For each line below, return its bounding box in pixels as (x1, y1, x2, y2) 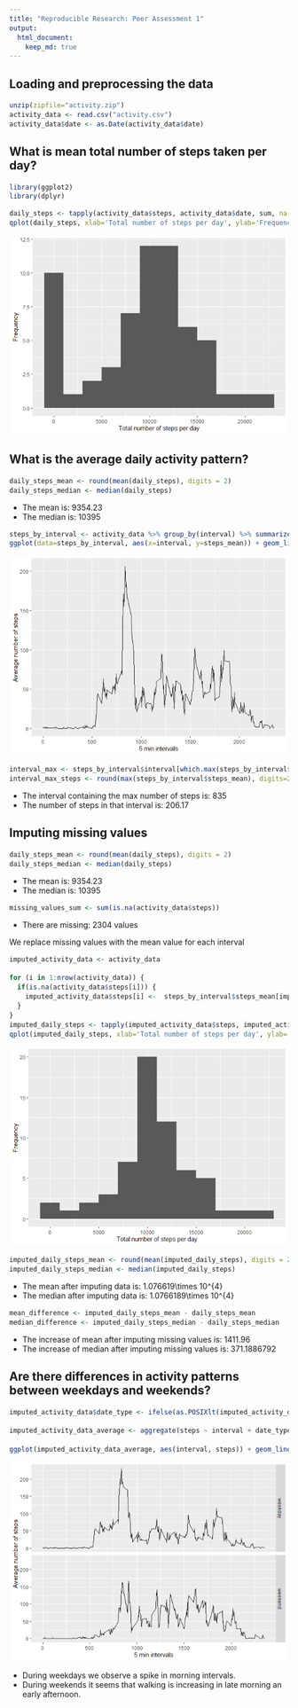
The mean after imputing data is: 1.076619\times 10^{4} (21, 1281, 223, 1292)
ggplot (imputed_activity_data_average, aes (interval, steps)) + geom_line (9, 1446, 292, 1454)
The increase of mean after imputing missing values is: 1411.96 (21, 1334, 251, 1344)
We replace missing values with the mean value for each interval (9, 936, 245, 947)
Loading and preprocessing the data (9, 76, 214, 91)
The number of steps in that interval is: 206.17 (21, 800, 189, 811)
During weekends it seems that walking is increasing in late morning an (21, 1680, 282, 1690)
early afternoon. (21, 1689, 82, 1700)
